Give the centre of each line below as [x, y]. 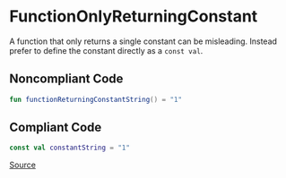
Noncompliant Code [66, 79]
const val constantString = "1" [69, 148]
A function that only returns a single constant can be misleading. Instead [143, 41]
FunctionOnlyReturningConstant [134, 17]
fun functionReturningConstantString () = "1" [95, 99]
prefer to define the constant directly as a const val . [106, 50]
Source [22, 165]
